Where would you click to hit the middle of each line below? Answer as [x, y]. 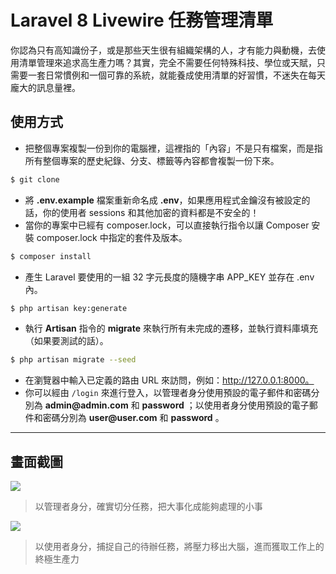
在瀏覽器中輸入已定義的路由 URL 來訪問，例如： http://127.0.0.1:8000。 [169, 380]
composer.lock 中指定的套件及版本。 [112, 237]
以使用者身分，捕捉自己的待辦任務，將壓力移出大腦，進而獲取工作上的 [179, 547]
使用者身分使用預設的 [247, 405]
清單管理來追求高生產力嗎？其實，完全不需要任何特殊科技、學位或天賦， [167, 62]
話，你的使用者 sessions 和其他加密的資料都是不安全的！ [142, 212]
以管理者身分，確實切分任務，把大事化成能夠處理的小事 [148, 507]
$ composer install [51, 256]
